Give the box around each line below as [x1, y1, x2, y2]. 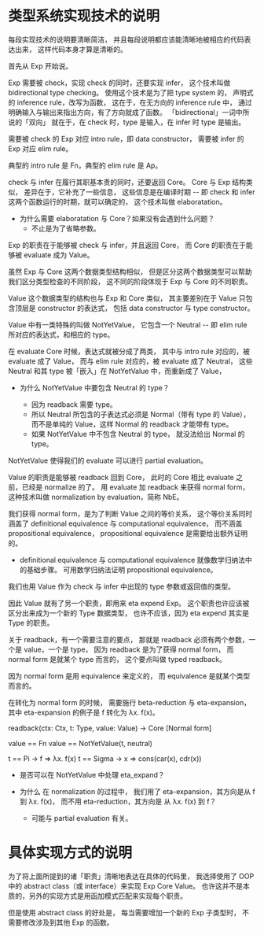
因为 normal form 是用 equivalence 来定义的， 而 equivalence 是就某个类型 [8, 671, 251, 681]
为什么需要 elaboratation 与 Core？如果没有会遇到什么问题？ [19, 213, 215, 223]
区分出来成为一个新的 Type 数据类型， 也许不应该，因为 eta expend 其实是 [8, 608, 250, 618]
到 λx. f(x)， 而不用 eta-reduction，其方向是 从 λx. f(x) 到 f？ [19, 796, 217, 806]
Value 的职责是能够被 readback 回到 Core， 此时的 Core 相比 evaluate [8, 472, 234, 482]
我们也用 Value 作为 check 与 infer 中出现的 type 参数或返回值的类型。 [8, 582, 236, 591]
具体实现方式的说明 [8, 844, 133, 862]
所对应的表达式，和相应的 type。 [8, 330, 115, 339]
